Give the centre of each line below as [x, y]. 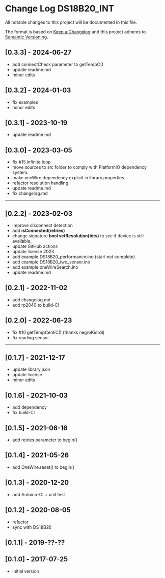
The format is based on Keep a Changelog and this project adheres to [76, 32]
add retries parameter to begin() [45, 440]
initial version [26, 571]
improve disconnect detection [42, 225]
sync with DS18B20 [32, 527]
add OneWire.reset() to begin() [43, 467]
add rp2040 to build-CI [36, 305]
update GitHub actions [35, 246]
